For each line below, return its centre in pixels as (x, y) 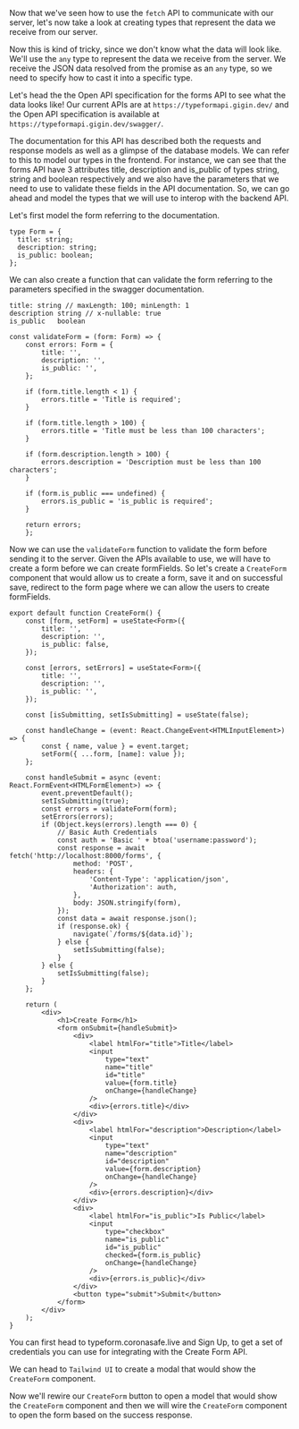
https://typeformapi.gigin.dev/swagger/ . (87, 123)
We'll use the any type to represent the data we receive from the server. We (148, 59)
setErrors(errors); (78, 817)
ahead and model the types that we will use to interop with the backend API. (149, 198)
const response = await (101, 848)
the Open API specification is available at (84, 114)
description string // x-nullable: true (86, 313)
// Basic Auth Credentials (107, 832)
